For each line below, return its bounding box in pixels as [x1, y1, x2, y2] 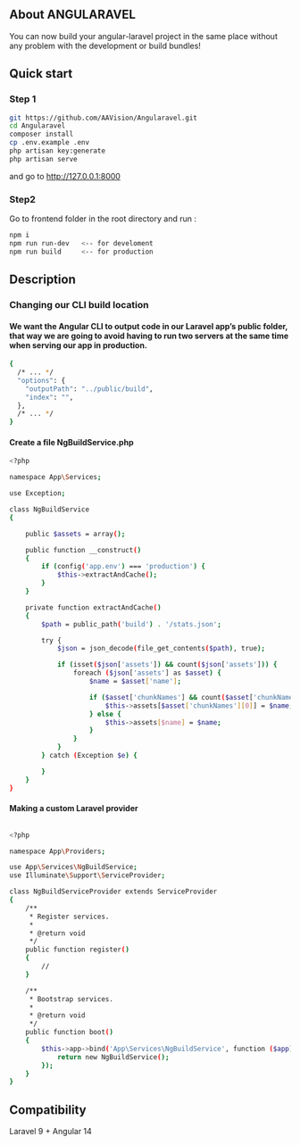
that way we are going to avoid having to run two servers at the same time [9, 330, 289, 341]
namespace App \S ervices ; [9, 473, 102, 482]
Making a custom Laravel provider [9, 803, 138, 814]
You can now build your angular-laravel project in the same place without [9, 30, 279, 41]
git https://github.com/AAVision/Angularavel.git [9, 113, 198, 122]
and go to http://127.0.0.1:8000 [9, 170, 121, 181]
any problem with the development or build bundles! [9, 40, 201, 51]
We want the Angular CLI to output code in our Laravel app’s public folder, [9, 320, 288, 331]
